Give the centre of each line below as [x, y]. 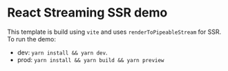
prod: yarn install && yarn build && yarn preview [91, 59]
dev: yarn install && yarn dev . [62, 52]
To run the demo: [32, 39]
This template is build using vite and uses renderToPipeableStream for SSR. [114, 32]
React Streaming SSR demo [87, 13]
